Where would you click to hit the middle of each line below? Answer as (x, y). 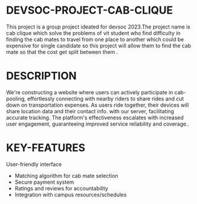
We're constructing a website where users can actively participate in (90, 92)
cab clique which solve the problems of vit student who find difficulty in (93, 33)
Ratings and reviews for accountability (61, 188)
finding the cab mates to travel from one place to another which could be (95, 39)
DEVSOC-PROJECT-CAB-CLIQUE (90, 10)
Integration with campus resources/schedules (71, 195)
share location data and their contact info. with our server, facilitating (90, 111)
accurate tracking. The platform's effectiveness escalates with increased (95, 117)
